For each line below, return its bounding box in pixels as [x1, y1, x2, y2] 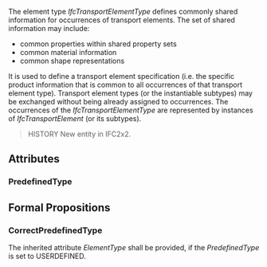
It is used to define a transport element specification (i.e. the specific [8, 72, 235, 80]
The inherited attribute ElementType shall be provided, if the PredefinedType [8, 243, 260, 252]
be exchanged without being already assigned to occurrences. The [8, 97, 229, 106]
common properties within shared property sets [19, 39, 177, 49]
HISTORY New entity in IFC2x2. [27, 129, 132, 139]
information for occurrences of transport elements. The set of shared [8, 15, 235, 25]
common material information [19, 48, 117, 57]
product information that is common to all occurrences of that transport [8, 80, 243, 89]
